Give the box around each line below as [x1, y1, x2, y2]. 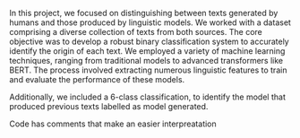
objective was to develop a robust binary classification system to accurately [9, 36, 289, 47]
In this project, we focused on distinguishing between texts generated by [9, 8, 279, 18]
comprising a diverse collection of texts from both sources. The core [9, 27, 262, 37]
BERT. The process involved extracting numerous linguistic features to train [9, 65, 287, 75]
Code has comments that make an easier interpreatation [9, 118, 217, 129]
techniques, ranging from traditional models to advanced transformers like [9, 56, 284, 65]
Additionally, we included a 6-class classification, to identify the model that [9, 91, 287, 102]
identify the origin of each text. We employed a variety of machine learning [9, 46, 286, 56]
